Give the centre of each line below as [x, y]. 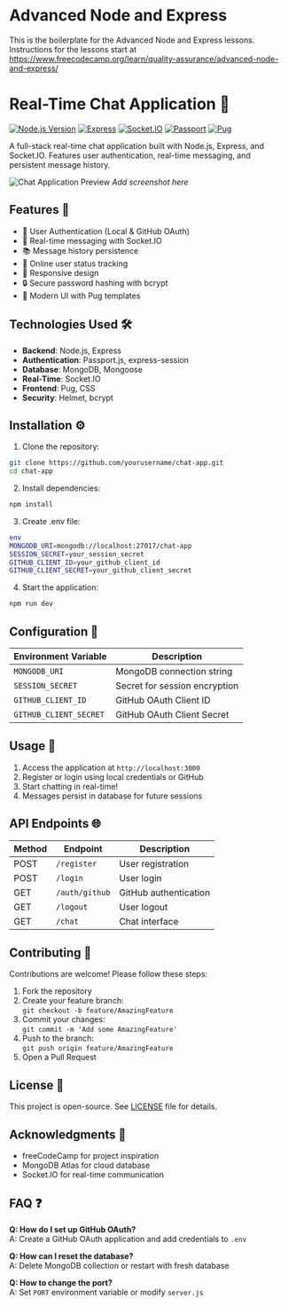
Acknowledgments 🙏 [68, 1134]
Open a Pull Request [59, 1058]
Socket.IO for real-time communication [93, 1175]
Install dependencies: [61, 488]
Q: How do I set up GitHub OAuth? [73, 1229]
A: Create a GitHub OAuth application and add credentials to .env [128, 1239]
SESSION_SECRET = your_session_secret [77, 554]
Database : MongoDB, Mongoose [82, 369]
